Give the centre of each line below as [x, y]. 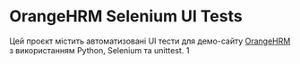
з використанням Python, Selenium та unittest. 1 [99, 50]
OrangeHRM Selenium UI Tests [126, 16]
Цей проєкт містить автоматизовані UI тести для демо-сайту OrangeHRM [150, 41]
